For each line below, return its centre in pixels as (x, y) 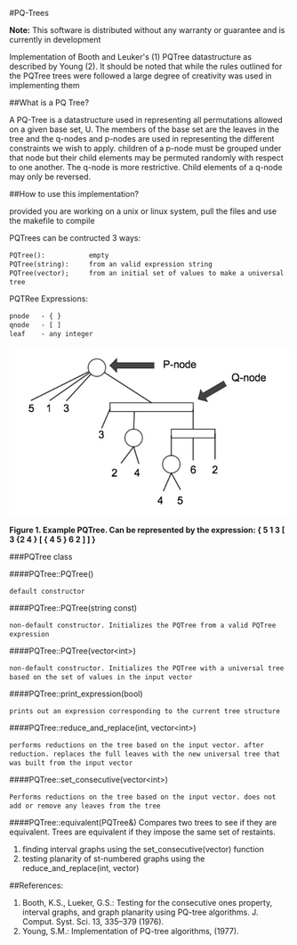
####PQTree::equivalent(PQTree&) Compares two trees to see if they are (143, 822)
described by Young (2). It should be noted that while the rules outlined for (146, 66)
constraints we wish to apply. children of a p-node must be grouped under (145, 148)
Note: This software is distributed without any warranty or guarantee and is (147, 30)
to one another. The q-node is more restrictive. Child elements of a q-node (146, 167)
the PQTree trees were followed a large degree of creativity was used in (141, 76)
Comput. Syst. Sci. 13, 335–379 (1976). (93, 921)
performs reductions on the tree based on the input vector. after (137, 745)
